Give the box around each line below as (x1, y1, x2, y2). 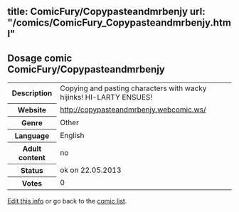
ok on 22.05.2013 (60, 165, 122, 175)
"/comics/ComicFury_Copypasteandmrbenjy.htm (7, 17, 231, 29)
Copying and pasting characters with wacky (60, 83, 207, 93)
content (18, 152, 46, 162)
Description (11, 88, 53, 98)
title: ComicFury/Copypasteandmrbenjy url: (7, 6, 206, 18)
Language (14, 131, 50, 141)
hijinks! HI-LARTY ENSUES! (60, 92, 153, 102)
